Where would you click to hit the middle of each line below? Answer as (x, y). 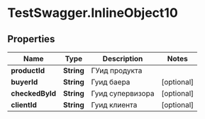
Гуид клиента (114, 105)
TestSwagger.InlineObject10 (93, 13)
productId (28, 70)
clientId (24, 105)
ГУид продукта (117, 70)
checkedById (34, 93)
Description (123, 59)
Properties (31, 39)
